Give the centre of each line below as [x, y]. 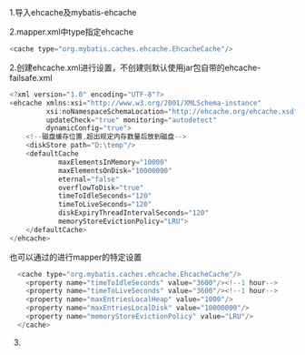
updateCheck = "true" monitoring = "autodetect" [132, 120]
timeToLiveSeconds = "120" [105, 205]
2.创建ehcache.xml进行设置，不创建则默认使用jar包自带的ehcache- [135, 67]
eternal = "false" [89, 179]
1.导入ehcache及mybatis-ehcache [73, 12]
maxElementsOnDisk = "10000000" [115, 170]
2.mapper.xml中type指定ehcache [72, 32]
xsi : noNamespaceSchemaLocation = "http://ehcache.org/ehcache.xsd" [172, 111]
